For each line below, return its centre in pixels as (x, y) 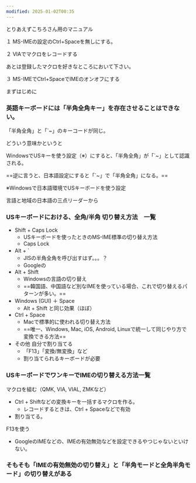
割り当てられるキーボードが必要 (62, 359)
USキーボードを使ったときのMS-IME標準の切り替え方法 (90, 237)
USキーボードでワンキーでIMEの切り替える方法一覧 (78, 375)
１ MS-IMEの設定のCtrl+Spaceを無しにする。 (61, 41)
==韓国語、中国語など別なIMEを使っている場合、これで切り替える (103, 286)
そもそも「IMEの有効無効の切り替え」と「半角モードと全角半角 (95, 465)
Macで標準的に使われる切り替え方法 (67, 322)
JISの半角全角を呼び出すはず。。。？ (65, 258)
